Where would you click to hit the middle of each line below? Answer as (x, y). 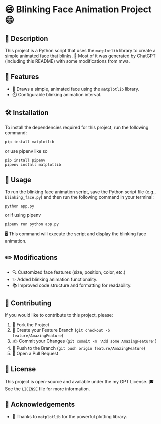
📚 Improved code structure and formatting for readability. (72, 285)
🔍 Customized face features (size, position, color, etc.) (69, 272)
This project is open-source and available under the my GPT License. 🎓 (80, 381)
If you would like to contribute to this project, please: (59, 315)
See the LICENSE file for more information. (48, 389)
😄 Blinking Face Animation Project (78, 10)
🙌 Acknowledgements (40, 404)
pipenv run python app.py (32, 224)
